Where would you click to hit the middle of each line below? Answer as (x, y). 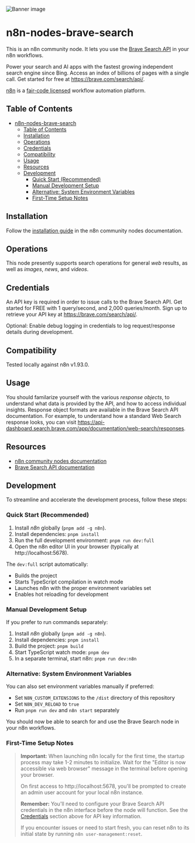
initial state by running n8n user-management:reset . (81, 834)
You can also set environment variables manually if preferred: (80, 686)
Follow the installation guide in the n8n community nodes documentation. (95, 230)
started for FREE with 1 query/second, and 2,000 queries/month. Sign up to (97, 308)
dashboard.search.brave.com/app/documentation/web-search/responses (95, 428)
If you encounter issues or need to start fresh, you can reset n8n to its (105, 827)
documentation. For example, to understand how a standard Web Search (94, 416)
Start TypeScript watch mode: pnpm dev (62, 652)
